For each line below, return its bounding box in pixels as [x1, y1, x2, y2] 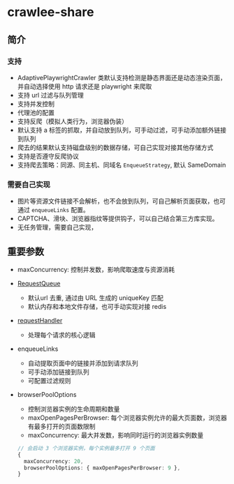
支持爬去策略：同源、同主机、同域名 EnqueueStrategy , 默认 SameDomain [17, 160, 226, 169]
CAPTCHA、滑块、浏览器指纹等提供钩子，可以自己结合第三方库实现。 [17, 214, 219, 223]
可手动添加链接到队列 [27, 368, 89, 376]
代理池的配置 [17, 108, 54, 116]
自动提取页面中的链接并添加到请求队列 [27, 358, 138, 367]
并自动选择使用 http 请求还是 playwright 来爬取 [17, 82, 152, 91]
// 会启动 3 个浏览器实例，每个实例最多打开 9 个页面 [17, 444, 155, 452]
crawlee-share [7, 4, 94, 20]
